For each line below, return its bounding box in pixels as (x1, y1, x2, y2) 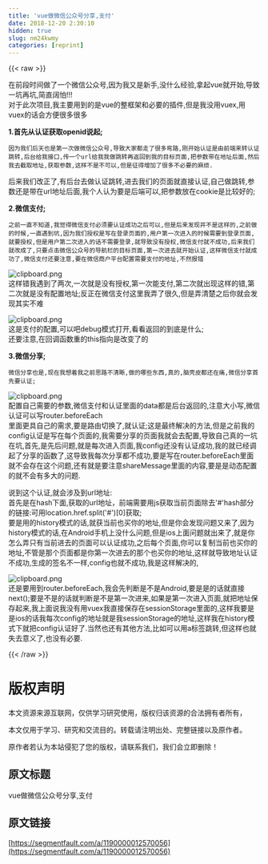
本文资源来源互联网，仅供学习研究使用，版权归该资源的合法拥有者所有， (8, 708, 246, 717)
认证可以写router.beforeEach (8, 411, 103, 420)
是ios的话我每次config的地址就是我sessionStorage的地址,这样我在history (8, 613, 248, 623)
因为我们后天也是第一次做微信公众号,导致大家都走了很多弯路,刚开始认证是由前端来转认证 (8, 145, 260, 153)
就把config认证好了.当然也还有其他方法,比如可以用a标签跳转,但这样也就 (22, 624, 257, 633)
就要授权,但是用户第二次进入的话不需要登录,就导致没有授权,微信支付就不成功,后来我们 (8, 238, 255, 247)
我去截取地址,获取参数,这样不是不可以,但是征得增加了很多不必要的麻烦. (8, 162, 214, 170)
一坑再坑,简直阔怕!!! (8, 90, 74, 100)
